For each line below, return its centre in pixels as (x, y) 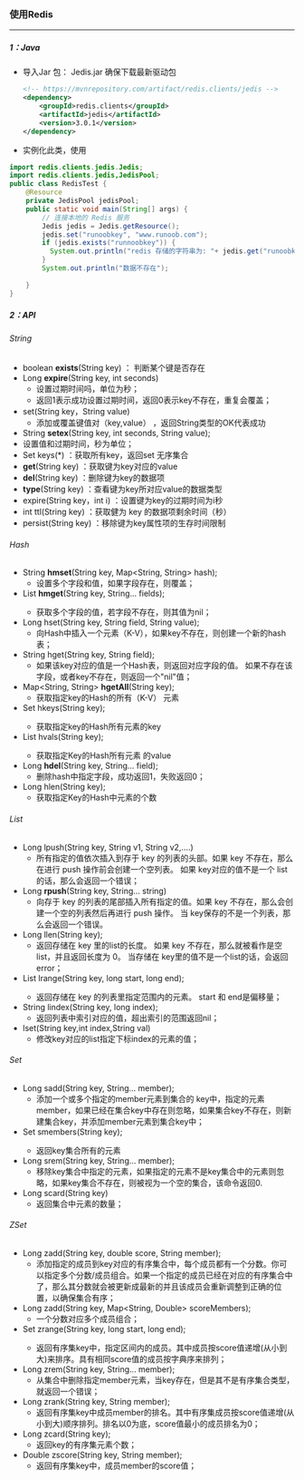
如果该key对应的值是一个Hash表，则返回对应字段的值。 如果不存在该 (164, 666)
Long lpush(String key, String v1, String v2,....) (108, 847)
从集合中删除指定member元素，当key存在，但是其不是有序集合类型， (165, 1379)
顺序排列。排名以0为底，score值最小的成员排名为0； (161, 1423)
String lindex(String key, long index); (90, 1007)
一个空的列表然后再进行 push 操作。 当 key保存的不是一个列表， (163, 912)
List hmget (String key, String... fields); (94, 594)
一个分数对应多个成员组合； (88, 1319)
